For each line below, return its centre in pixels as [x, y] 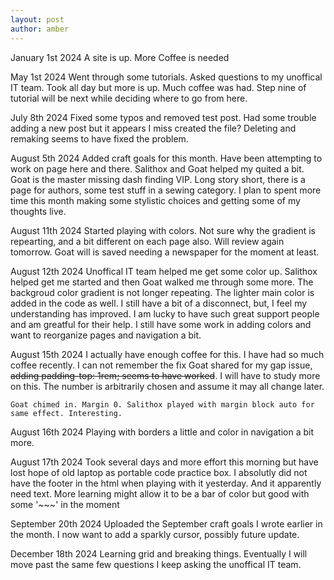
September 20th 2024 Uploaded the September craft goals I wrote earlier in [166, 523]
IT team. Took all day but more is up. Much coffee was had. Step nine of [158, 87]
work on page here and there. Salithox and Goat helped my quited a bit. [157, 168]
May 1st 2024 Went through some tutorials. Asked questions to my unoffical [166, 77]
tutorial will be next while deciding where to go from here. [129, 98]
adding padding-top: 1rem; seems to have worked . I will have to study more [165, 375]
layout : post [37, 19]
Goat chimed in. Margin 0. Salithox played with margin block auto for [162, 404]
